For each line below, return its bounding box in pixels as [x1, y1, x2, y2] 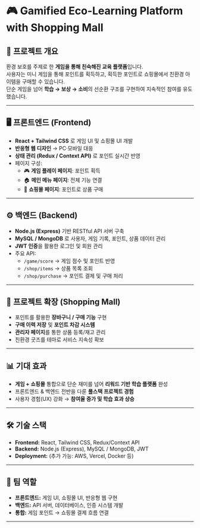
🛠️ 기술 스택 [6, 420, 46, 430]
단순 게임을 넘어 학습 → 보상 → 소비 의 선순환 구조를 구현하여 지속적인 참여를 [6, 85, 182, 92]
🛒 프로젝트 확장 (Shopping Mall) [6, 297, 121, 307]
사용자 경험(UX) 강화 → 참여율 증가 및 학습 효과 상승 [14, 396, 135, 403]
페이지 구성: [14, 159, 43, 166]
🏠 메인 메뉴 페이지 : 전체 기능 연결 [23, 176, 102, 183]
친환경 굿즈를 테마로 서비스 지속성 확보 [14, 336, 104, 343]
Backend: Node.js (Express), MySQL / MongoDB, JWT [14, 445, 149, 453]
